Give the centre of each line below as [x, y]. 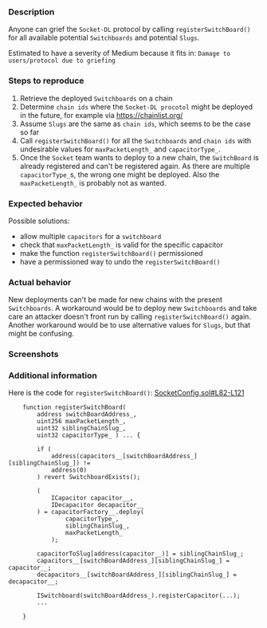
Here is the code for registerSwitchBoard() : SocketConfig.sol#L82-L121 [126, 393]
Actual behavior [40, 282]
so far [29, 132]
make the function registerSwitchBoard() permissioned [111, 253]
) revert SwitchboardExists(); [89, 477]
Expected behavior [46, 203]
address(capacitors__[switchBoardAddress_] [124, 457]
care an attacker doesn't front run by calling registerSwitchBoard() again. [130, 316]
